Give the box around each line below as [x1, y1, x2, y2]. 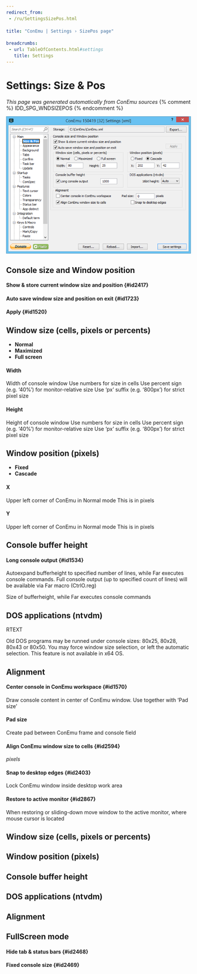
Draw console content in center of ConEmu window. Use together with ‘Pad [6, 696, 189, 703]
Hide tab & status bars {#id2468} [6, 948, 89, 955]
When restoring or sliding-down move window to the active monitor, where [6, 808, 187, 815]
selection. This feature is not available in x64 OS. [6, 650, 124, 657]
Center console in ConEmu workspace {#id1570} [6, 683, 128, 690]
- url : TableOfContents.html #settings [8, 47, 104, 53]
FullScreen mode [6, 931, 69, 942]
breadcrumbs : [6, 41, 38, 46]
